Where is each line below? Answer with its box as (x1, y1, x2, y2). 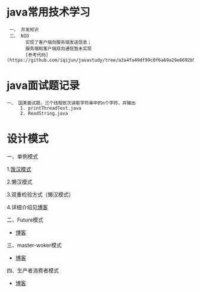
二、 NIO (9, 33, 29, 39)
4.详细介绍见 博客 (7, 203, 48, 210)
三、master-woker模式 (7, 241, 62, 248)
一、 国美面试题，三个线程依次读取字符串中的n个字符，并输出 (7, 100, 136, 106)
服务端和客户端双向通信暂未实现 (25, 45, 92, 51)
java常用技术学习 (7, 5, 91, 19)
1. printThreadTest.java (20, 105, 82, 111)
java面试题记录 (7, 79, 80, 92)
